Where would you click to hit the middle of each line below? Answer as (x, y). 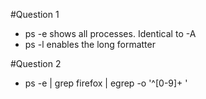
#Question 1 (35, 14)
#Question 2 (36, 63)
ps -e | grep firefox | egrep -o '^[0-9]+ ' (106, 83)
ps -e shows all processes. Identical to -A (110, 33)
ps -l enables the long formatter (90, 44)
